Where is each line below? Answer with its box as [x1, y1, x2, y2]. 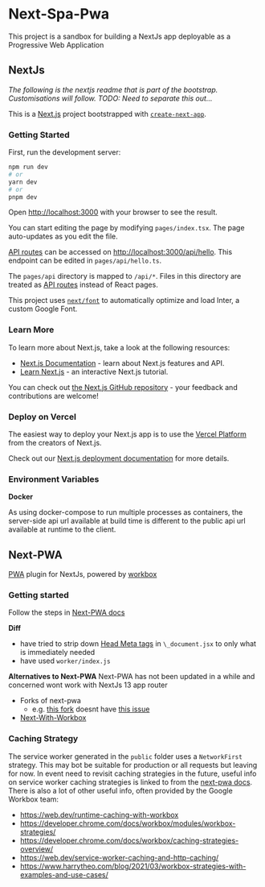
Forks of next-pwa [19, 696, 82, 706]
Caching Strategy [8, 733, 79, 744]
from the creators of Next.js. [8, 438, 102, 448]
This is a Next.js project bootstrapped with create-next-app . [8, 109, 207, 118]
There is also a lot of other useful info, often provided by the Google [8, 785, 233, 795]
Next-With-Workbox [19, 713, 87, 723]
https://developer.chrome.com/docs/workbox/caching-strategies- [19, 835, 239, 845]
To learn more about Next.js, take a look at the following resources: [8, 342, 230, 352]
